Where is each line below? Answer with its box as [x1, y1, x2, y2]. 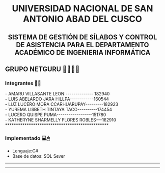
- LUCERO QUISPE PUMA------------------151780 [5, 112, 107, 118]
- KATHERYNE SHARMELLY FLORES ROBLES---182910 [5, 117, 116, 123]
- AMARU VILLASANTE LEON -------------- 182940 [5, 91, 110, 97]
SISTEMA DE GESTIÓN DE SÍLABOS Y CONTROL [8, 33, 157, 41]
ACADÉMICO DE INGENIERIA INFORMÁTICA [14, 48, 151, 57]
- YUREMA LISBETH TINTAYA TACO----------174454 [5, 107, 112, 113]
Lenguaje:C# [12, 148, 38, 154]
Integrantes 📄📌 [5, 80, 41, 86]
